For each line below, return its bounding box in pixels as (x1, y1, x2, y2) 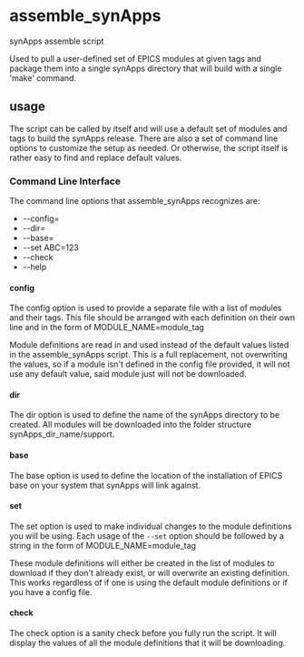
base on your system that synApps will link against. (9, 480, 201, 490)
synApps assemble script (9, 35, 104, 46)
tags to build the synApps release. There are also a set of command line (9, 133, 279, 144)
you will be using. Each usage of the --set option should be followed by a (9, 530, 284, 541)
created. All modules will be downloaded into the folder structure (9, 419, 252, 430)
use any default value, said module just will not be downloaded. (9, 369, 247, 379)
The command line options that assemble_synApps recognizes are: (9, 196, 260, 207)
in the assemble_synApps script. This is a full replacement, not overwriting (9, 349, 288, 360)
